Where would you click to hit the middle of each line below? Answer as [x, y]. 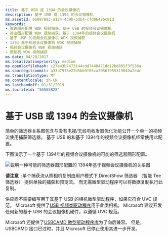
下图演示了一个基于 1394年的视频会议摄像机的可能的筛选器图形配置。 [78, 154]
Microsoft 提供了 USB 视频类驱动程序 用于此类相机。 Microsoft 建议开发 [89, 205]
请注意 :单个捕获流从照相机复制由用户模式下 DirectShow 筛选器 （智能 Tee [83, 176]
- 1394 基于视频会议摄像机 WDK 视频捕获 [44, 43]
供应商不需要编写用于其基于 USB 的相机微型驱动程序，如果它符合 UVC [78, 199]
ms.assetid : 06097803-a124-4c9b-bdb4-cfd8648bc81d [60, 19]
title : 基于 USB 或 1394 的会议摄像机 [43, 10]
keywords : [16, 24]
